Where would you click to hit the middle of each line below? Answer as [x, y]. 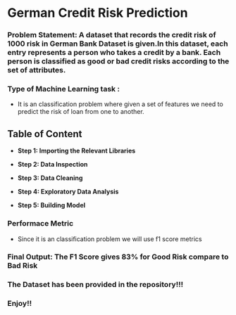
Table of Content [45, 134]
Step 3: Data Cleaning [50, 178]
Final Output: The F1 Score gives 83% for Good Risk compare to [118, 257]
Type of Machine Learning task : [63, 89]
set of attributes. [37, 70]
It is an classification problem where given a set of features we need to [120, 104]
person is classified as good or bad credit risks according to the [118, 61]
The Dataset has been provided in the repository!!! [95, 285]
